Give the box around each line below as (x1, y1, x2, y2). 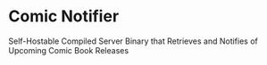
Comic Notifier (8, 6, 120, 27)
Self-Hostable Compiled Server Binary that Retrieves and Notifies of (8, 36, 258, 46)
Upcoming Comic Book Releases (8, 45, 129, 55)
